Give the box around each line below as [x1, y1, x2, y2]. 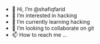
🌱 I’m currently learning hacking [11, 18, 90, 25]
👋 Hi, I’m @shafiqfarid [11, 6, 65, 12]
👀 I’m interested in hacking [11, 12, 77, 19]
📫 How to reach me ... [11, 32, 67, 38]
